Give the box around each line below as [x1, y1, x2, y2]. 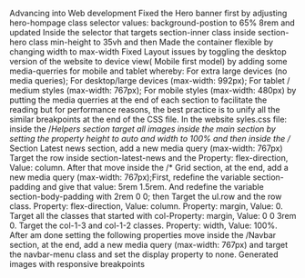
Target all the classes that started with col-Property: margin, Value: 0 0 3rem [9, 211, 297, 221]
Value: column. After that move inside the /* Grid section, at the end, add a [9, 163, 289, 173]
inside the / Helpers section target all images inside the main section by [9, 124, 276, 134]
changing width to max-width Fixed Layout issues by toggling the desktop [9, 46, 287, 57]
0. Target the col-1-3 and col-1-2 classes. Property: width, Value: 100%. [9, 220, 278, 231]
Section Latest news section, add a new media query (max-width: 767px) [9, 143, 283, 154]
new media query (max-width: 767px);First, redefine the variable [9, 172, 251, 183]
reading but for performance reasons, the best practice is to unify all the [9, 104, 280, 114]
